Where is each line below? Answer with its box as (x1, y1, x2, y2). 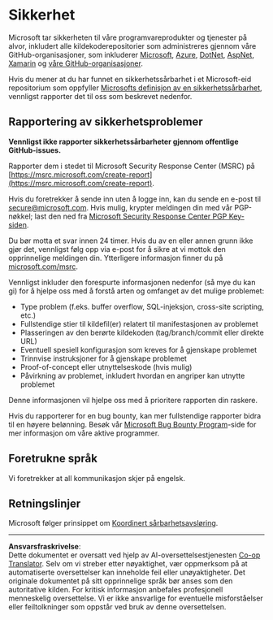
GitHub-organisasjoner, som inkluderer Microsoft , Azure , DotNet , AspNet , (8, 50, 254, 59)
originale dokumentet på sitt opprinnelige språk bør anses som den (8, 576, 233, 586)
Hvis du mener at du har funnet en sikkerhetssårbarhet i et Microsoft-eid (8, 74, 252, 84)
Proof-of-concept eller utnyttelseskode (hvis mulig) (19, 362, 193, 371)
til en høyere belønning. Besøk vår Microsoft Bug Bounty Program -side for (8, 419, 257, 429)
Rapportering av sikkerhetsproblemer (8, 115, 203, 129)
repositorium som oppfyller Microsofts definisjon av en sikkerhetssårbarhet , (8, 83, 262, 93)
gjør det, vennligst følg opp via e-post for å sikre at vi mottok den (8, 244, 226, 254)
